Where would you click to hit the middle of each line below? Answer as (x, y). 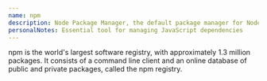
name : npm (25, 15)
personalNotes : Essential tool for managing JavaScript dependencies (126, 30)
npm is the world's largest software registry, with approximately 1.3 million (130, 53)
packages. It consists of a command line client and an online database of (128, 61)
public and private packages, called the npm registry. (95, 69)
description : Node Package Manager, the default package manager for (126, 23)
